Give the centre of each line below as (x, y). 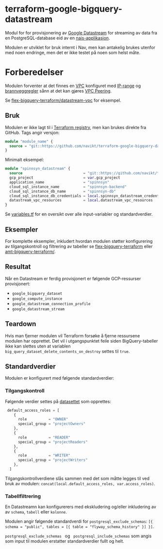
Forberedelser (34, 72)
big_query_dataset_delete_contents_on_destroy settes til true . (67, 351)
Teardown (21, 324)
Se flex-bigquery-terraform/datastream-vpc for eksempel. (63, 100)
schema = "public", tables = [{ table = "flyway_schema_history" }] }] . (80, 527)
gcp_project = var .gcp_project (65, 178)
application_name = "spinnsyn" (59, 182)
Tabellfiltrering (23, 496)
